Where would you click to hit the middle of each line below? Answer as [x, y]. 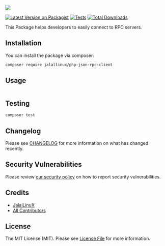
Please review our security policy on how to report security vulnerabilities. [83, 177]
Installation [23, 43]
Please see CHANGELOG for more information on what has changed [77, 143]
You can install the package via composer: [50, 55]
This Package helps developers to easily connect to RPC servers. [74, 27]
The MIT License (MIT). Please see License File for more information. [78, 238]
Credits [17, 193]
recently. [15, 148]
